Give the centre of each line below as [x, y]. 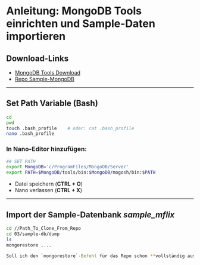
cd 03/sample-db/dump [33, 234]
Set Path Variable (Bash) [52, 104]
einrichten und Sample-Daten [81, 24]
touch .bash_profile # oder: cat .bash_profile [70, 128]
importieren [36, 36]
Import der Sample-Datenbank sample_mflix [90, 215]
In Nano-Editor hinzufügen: [47, 149]
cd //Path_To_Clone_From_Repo [44, 229]
